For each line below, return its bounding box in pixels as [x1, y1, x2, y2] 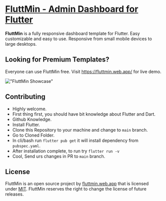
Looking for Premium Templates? [5, 56, 110, 64]
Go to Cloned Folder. [12, 132, 55, 138]
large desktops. [5, 41, 37, 47]
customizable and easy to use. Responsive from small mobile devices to [5, 36, 152, 42]
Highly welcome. [12, 106, 47, 112]
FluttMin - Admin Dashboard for [5, 3, 139, 15]
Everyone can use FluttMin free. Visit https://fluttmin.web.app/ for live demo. [5, 68, 162, 74]
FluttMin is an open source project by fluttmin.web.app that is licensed [5, 181, 149, 187]
